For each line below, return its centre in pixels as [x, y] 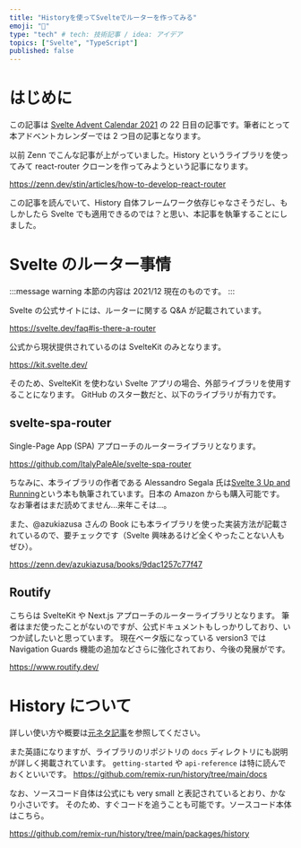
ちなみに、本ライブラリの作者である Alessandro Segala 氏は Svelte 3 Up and [150, 482]
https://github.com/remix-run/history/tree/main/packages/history [129, 833]
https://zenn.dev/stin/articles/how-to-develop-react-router [118, 184]
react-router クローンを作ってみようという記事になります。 [144, 166]
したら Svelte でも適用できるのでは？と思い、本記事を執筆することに [152, 214]
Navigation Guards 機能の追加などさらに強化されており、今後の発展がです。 [150, 649]
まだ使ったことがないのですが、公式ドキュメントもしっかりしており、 [154, 626]
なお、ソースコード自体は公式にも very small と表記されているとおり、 [140, 793]
